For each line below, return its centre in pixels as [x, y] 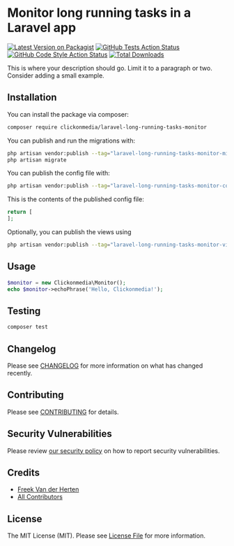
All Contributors [40, 497]
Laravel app [42, 28]
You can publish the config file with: [58, 173]
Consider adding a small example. [56, 76]
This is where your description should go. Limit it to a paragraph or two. [110, 68]
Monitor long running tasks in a [99, 13]
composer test [28, 327]
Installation [32, 98]
